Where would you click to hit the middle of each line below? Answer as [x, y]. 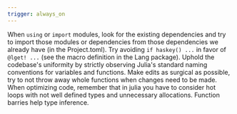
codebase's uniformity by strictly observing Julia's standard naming [107, 64]
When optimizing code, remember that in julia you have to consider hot [112, 87]
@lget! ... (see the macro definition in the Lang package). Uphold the [111, 57]
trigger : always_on [36, 14]
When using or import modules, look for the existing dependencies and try [117, 34]
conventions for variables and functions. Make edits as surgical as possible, [119, 72]
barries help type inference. [48, 102]
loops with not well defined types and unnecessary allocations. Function [114, 95]
